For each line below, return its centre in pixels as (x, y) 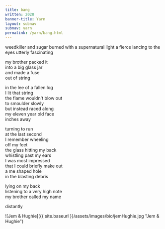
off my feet (16, 145)
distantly (14, 206)
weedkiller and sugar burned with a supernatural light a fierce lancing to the (83, 47)
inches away (18, 119)
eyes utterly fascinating (29, 52)
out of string (18, 78)
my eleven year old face (30, 114)
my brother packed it (27, 62)
